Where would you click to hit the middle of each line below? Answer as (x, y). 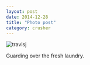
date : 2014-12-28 (27, 17)
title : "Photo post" (31, 22)
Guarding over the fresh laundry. (45, 56)
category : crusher (28, 28)
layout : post (22, 11)
